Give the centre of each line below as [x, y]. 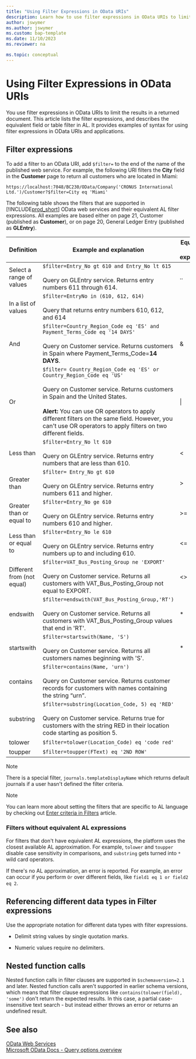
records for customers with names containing [105, 688]
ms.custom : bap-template [36, 33]
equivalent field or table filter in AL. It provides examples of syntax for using [97, 125]
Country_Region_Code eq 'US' [83, 375]
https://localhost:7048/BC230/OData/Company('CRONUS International [90, 187]
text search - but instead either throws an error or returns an [106, 1005]
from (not [22, 577]
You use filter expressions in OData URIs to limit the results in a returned [93, 113]
